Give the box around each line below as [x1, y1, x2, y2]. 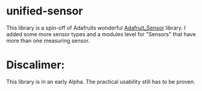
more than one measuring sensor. [6, 37, 90, 44]
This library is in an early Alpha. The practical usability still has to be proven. [6, 78, 195, 85]
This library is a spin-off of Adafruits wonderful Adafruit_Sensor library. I [6, 24, 186, 31]
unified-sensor [6, 4, 83, 18]
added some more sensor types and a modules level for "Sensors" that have [6, 30, 196, 37]
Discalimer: [6, 58, 65, 72]
